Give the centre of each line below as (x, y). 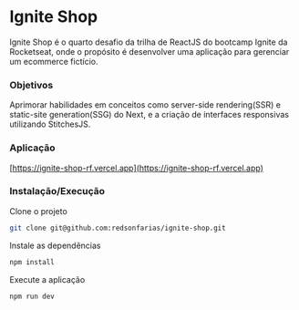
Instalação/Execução (57, 191)
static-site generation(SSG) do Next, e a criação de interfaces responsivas (149, 115)
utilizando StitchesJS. (50, 124)
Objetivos (31, 85)
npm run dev (32, 296)
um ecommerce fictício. (54, 61)
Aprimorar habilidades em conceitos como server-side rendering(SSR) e (145, 105)
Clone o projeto (39, 211)
